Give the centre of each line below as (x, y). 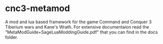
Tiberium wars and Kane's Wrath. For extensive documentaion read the (77, 27)
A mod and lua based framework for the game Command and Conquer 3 (79, 22)
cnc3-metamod (38, 8)
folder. (12, 37)
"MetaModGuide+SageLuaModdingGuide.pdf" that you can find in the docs (81, 32)
